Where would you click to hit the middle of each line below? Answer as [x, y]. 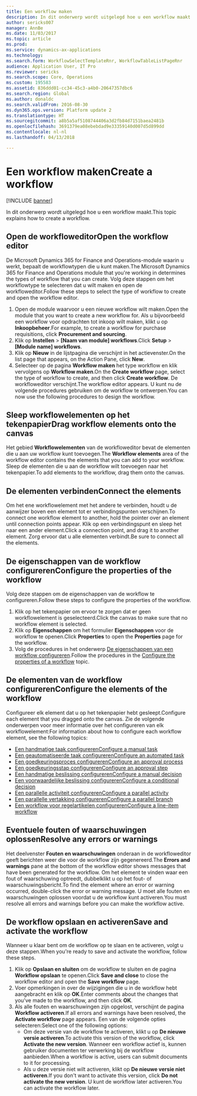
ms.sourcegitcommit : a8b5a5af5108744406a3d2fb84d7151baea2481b [85, 121]
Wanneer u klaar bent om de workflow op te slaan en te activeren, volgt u [95, 945]
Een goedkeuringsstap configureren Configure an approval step [91, 768]
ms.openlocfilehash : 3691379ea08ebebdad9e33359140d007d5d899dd [85, 127]
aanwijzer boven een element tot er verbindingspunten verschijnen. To [91, 512]
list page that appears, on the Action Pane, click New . [80, 359]
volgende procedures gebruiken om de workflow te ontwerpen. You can [101, 390]
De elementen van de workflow [64, 680]
